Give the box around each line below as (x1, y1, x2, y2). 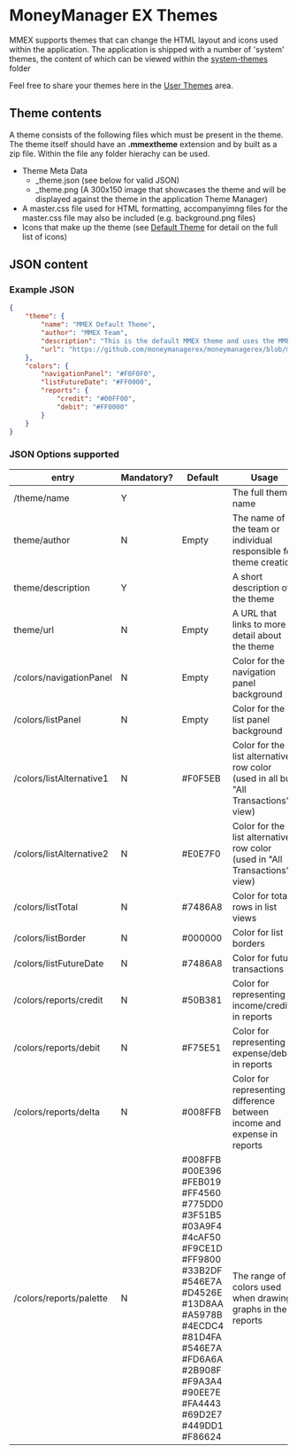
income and (232, 1116, 281, 1129)
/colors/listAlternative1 (13, 772, 109, 785)
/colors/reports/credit (13, 994, 103, 1006)
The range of (232, 1270, 286, 1282)
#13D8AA (181, 1297, 224, 1309)
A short (232, 570, 263, 582)
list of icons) (21, 231, 68, 242)
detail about (232, 629, 282, 641)
